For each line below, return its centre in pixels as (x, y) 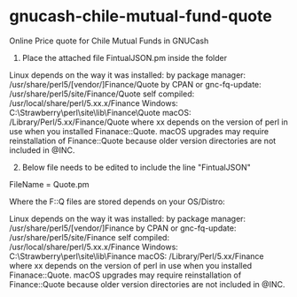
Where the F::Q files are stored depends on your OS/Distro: (117, 202)
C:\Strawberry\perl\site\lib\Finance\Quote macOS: (100, 112)
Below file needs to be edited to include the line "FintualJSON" (136, 167)
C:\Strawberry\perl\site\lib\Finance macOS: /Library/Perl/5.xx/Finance (137, 256)
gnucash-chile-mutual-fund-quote (141, 16)
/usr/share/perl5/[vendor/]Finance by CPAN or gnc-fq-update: (123, 228)
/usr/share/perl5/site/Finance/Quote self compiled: (102, 94)
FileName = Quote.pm (50, 184)
